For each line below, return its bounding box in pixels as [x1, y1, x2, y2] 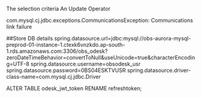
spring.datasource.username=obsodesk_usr [30, 60, 141, 67]
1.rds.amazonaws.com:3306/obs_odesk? [6, 47, 108, 55]
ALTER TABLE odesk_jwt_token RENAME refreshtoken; [6, 85, 142, 92]
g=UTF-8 [6, 60, 30, 67]
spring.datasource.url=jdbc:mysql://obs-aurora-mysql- [54, 35, 191, 41]
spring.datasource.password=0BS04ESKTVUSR [6, 67, 126, 74]
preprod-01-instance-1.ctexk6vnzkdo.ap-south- [6, 41, 126, 48]
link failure [6, 23, 32, 30]
